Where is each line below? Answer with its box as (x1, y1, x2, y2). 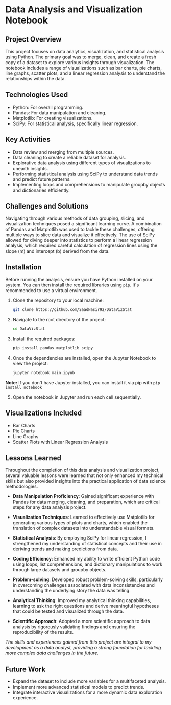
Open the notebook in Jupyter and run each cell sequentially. (12, 393, 141, 400)
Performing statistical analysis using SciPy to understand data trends (12, 171, 158, 177)
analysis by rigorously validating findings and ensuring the (12, 624, 136, 630)
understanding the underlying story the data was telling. (12, 588, 131, 594)
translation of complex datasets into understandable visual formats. (12, 525, 155, 531)
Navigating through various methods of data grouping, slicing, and (5, 215, 145, 221)
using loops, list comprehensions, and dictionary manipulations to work (12, 561, 163, 567)
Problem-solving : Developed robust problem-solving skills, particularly (12, 576, 163, 583)
